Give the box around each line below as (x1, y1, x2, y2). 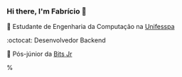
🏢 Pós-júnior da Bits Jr (6, 49, 73, 59)
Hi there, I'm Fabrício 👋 (6, 6, 87, 16)
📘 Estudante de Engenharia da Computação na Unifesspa (6, 23, 175, 31)
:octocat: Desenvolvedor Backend (6, 36, 106, 45)
